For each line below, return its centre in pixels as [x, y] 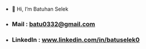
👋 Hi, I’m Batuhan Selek [40, 9]
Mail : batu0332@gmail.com [53, 24]
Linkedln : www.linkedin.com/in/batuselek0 [76, 40]
